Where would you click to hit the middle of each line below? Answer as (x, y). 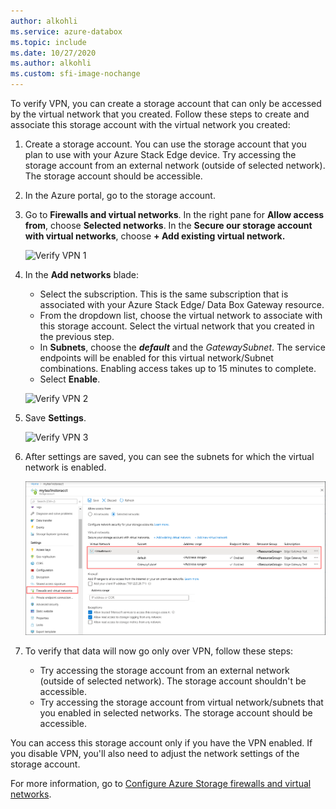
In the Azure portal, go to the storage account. (120, 195)
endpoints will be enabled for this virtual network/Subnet (156, 358)
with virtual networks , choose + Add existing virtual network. (155, 236)
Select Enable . (70, 379)
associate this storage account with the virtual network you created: (150, 124)
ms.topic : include (48, 42)
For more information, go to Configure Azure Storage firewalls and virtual (161, 784)
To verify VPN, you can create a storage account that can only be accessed (166, 103)
